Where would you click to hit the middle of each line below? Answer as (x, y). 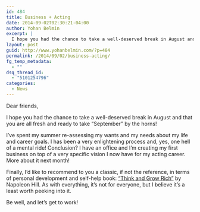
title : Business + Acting (38, 17)
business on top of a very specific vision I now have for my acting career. (96, 154)
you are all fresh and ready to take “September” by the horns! (82, 124)
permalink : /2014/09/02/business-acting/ (58, 56)
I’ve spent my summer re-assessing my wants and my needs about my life (97, 135)
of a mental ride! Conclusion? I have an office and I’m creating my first (92, 148)
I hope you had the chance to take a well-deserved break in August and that (99, 117)
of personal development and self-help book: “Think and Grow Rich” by (94, 178)
